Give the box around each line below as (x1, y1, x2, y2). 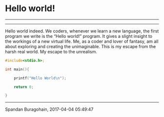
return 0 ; (14, 84, 34, 89)
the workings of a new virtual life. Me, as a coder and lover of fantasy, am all (5, 38, 159, 44)
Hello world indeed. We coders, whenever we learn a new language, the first (5, 28, 159, 34)
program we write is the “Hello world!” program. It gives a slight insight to (5, 33, 153, 39)
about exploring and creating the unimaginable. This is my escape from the (5, 43, 156, 49)
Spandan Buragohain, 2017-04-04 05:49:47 (5, 106, 94, 112)
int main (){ (5, 67, 29, 72)
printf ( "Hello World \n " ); (14, 76, 67, 81)
